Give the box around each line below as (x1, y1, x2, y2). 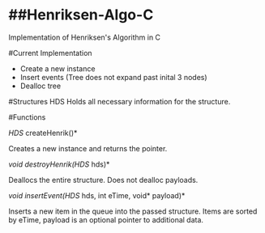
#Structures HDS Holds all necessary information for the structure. (8, 96, 231, 106)
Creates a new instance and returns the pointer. (8, 143, 168, 153)
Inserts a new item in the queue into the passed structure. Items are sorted (8, 206, 258, 216)
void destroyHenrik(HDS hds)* (8, 159, 110, 169)
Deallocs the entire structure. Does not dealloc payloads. (8, 175, 199, 184)
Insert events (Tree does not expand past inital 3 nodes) (19, 72, 208, 82)
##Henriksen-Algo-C (8, 6, 154, 24)
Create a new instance (19, 63, 96, 74)
